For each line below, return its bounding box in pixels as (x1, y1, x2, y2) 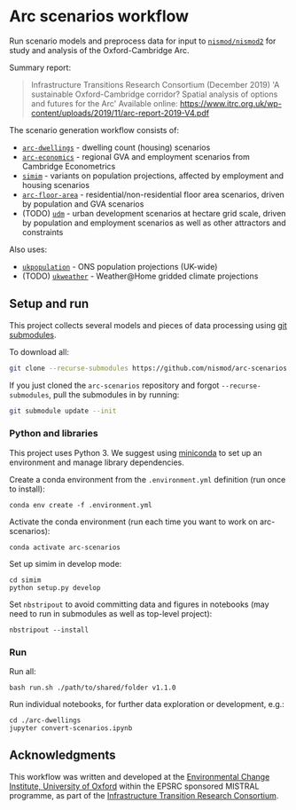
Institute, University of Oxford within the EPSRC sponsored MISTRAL (9, 781, 260, 791)
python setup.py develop (9, 583, 101, 592)
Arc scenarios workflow (9, 6, 189, 27)
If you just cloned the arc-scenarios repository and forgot (9, 380, 220, 390)
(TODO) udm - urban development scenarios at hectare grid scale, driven (21, 208, 286, 218)
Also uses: (9, 244, 48, 255)
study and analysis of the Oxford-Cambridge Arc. (9, 44, 190, 55)
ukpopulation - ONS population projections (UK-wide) (21, 261, 218, 271)
